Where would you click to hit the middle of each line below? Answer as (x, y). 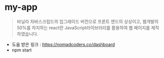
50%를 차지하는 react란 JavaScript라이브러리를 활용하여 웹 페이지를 (83, 28)
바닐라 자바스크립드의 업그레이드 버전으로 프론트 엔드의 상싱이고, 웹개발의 (88, 21)
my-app (21, 7)
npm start (22, 50)
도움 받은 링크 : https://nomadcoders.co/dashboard (63, 44)
